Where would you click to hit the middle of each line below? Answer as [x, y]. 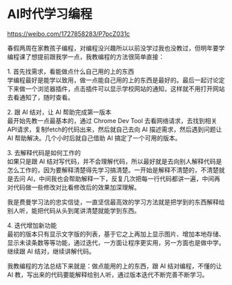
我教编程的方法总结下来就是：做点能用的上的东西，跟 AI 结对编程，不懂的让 [115, 266]
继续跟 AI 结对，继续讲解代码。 [51, 251]
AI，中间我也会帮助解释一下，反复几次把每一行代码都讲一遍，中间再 [124, 178]
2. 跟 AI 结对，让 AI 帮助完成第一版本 [59, 112]
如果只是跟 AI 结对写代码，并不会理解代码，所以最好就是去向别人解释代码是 [115, 161]
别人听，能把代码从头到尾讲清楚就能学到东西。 [74, 210]
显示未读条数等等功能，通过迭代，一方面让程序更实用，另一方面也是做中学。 [116, 242]
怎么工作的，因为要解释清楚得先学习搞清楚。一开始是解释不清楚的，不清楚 [113, 169]
